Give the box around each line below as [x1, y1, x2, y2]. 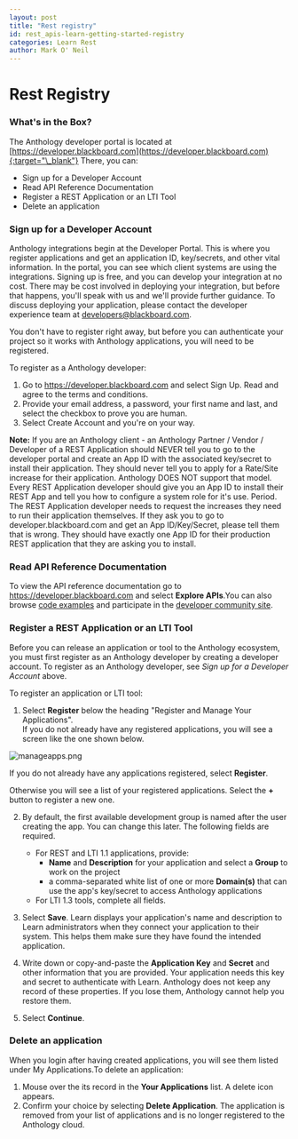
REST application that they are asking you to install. [9, 538, 197, 549]
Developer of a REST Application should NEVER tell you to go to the [9, 443, 255, 454]
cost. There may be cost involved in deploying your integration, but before [9, 281, 280, 291]
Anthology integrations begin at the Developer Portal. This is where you [9, 243, 271, 253]
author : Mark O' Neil [9, 46, 90, 55]
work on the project [48, 866, 121, 877]
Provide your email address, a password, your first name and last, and [21, 398, 278, 409]
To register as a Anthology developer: [9, 362, 147, 373]
